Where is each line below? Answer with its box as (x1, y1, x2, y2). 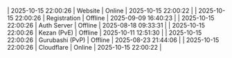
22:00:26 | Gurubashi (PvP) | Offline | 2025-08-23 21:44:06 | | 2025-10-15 (7, 36, 220, 44)
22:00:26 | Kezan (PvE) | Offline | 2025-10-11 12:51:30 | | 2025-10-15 (7, 28, 202, 37)
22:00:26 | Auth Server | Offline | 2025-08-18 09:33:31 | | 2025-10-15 (7, 21, 206, 29)
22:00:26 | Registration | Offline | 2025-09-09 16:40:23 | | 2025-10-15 (15, 14, 215, 22)
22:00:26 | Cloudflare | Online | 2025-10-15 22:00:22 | (7, 43, 162, 51)
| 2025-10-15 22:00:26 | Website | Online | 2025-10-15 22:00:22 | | (7, 7, 197, 14)
